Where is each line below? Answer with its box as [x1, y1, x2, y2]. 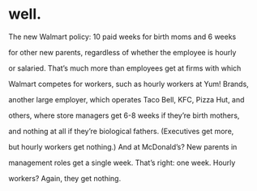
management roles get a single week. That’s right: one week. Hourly [8, 158, 236, 167]
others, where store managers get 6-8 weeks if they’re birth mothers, [8, 111, 240, 120]
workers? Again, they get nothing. [8, 173, 122, 183]
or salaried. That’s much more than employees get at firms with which [8, 63, 242, 73]
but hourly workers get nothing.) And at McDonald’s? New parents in [8, 141, 238, 151]
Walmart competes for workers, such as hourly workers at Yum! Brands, [8, 79, 249, 89]
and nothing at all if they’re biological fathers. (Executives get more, [8, 126, 234, 136]
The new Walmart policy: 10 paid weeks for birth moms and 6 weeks [8, 32, 237, 41]
